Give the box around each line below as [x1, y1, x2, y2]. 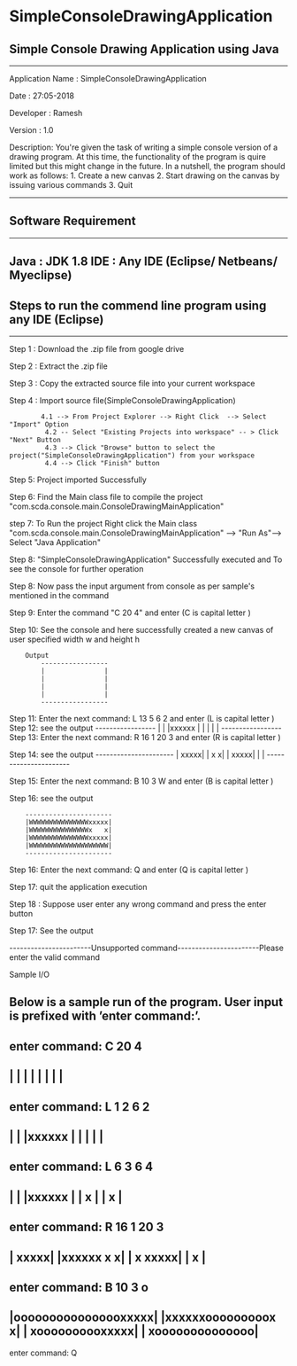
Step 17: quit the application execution [9, 882, 148, 893]
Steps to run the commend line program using [9, 298, 267, 313]
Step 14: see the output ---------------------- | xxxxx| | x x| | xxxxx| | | [9, 749, 265, 760]
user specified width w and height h [9, 634, 140, 644]
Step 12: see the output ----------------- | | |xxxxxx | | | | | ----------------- [9, 722, 283, 733]
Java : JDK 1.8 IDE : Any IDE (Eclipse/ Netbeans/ [9, 254, 278, 269]
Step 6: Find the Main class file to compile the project [9, 492, 203, 503]
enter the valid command [9, 952, 100, 963]
